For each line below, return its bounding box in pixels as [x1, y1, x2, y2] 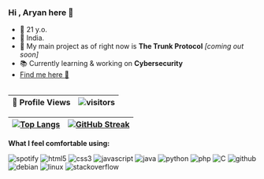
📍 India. [19, 33, 45, 42]
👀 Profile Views [12, 97, 71, 108]
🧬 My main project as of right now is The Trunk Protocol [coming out [19, 42, 244, 51]
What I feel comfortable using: [8, 139, 110, 148]
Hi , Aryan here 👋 [8, 7, 74, 18]
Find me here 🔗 [19, 70, 69, 79]
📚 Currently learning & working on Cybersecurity [19, 59, 184, 68]
